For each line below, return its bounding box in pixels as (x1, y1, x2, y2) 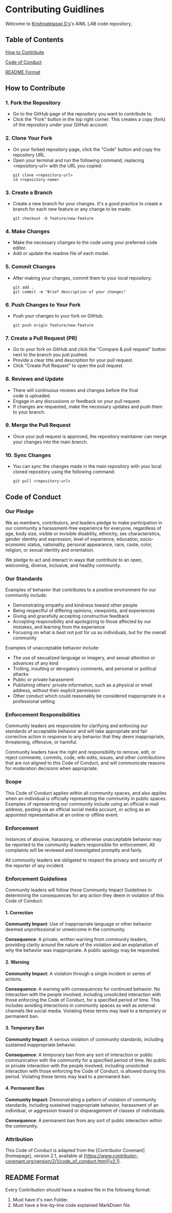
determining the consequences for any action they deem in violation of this (5, 892, 164, 898)
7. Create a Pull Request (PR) (5, 335, 78, 342)
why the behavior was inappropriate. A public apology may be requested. (5, 947, 161, 953)
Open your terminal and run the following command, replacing (12, 157, 145, 163)
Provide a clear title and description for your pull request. (12, 357, 133, 363)
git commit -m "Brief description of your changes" (12, 289, 126, 295)
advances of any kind (12, 660, 59, 667)
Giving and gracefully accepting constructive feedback (12, 613, 129, 619)
